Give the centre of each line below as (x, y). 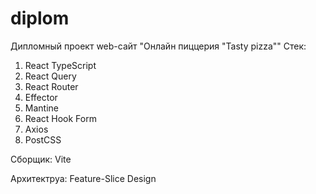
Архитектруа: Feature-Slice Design (83, 178)
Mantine (41, 108)
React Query (50, 76)
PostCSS (43, 139)
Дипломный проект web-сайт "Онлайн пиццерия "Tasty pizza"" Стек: (158, 46)
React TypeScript (60, 65)
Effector (41, 97)
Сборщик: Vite (41, 159)
